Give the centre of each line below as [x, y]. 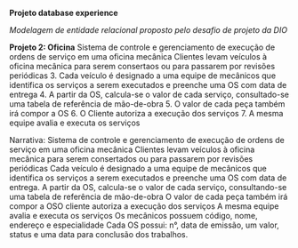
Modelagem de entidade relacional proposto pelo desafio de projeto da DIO [148, 30]
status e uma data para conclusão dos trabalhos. [99, 234]
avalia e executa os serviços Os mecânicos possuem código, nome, [133, 216]
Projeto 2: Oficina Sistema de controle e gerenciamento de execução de [142, 47]
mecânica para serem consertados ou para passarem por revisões [131, 159]
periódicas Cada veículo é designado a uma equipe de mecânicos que [138, 168]
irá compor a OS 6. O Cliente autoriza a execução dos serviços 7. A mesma [146, 113]
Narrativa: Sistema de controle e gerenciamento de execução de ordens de [147, 140]
